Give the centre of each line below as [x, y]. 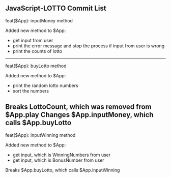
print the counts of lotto [37, 51]
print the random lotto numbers [45, 85]
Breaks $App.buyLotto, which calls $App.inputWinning [63, 170]
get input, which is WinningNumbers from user [62, 155]
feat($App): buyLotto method [36, 66]
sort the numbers [31, 91]
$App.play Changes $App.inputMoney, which [79, 115]
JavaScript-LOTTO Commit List [56, 8]
